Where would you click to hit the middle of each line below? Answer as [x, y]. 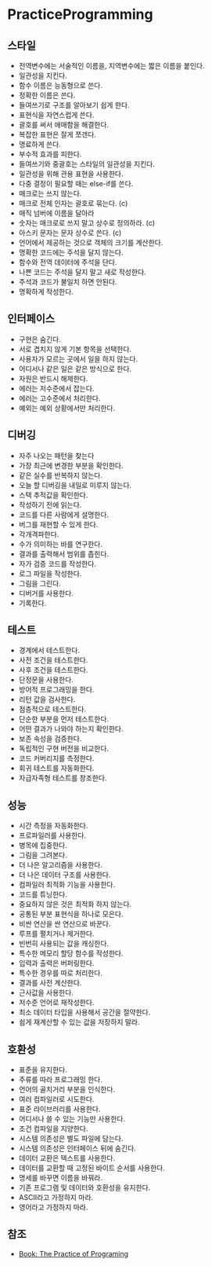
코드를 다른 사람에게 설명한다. [64, 514]
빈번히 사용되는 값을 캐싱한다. [64, 944]
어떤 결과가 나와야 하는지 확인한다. [71, 729]
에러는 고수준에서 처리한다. [59, 398]
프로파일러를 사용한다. [52, 835]
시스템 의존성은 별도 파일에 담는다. [71, 1139]
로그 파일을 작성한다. [50, 573]
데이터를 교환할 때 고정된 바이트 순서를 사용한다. [92, 1168]
